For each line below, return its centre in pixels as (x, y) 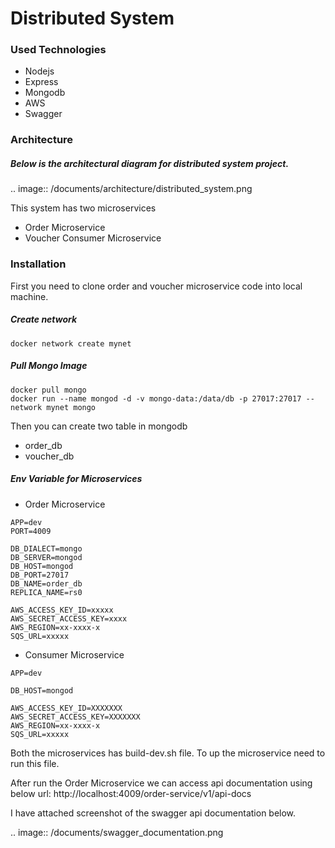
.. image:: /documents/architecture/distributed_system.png (131, 189)
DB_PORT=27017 (40, 575)
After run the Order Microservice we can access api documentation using (161, 783)
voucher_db (49, 456)
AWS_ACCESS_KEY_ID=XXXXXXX (66, 708)
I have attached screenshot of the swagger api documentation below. (153, 813)
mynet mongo (71, 407)
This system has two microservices (83, 208)
